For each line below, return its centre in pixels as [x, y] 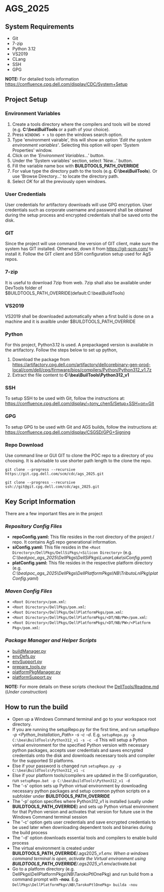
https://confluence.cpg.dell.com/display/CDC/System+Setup [66, 84]
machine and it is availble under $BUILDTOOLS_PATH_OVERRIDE [70, 321]
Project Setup [26, 100]
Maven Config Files [29, 591]
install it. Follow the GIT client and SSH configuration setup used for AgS [78, 254]
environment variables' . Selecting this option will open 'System [76, 145]
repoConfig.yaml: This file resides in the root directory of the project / [83, 537]
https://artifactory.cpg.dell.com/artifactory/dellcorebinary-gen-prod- [81, 365]
